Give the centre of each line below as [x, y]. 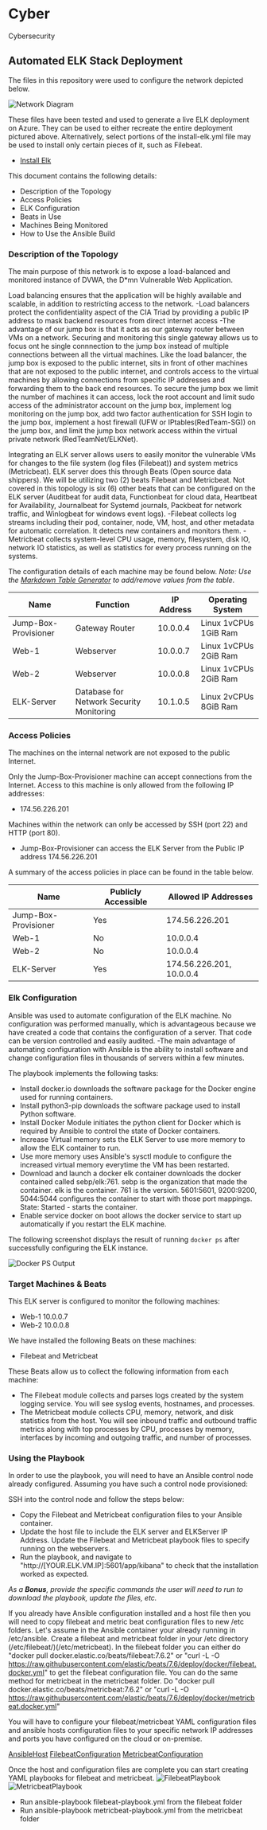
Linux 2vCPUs [227, 697]
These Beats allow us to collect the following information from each [118, 1371]
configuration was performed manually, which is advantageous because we [132, 1023]
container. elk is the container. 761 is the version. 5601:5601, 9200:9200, [138, 1190]
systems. [23, 556]
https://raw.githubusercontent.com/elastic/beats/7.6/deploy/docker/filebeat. [132, 1664]
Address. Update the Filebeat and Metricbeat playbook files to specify [135, 1540]
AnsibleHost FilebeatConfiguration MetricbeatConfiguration [106, 1754]
